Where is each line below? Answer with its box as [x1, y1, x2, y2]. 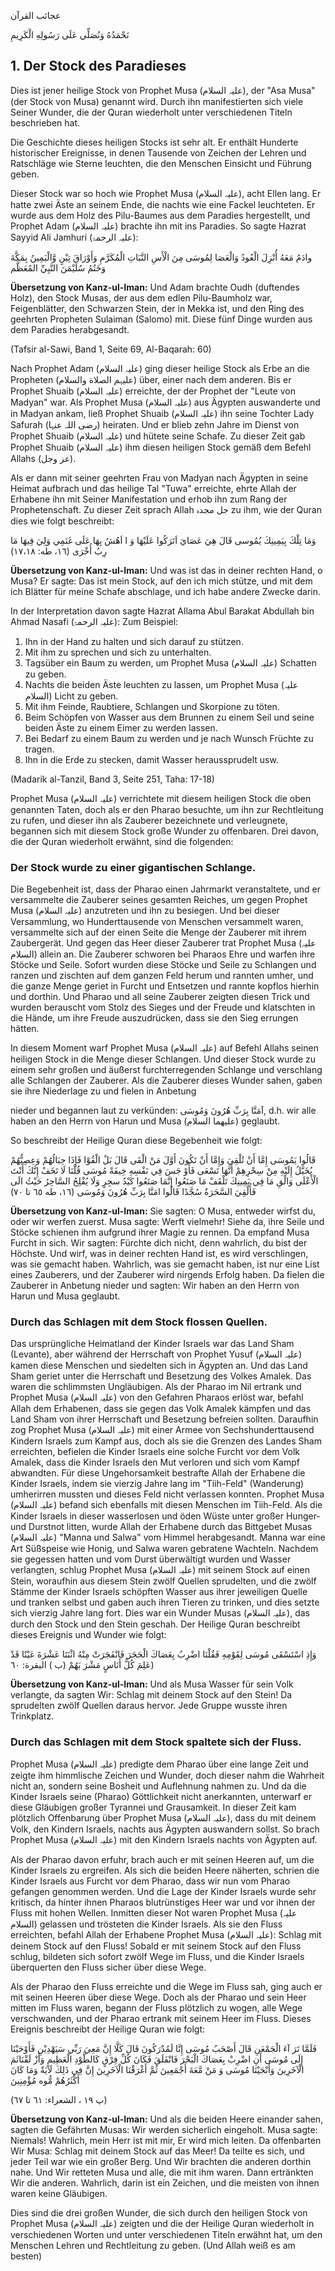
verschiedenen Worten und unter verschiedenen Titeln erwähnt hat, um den [10, 2228, 323, 2240]
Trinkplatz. [10, 1710, 55, 1722]
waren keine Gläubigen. [10, 2187, 108, 2199]
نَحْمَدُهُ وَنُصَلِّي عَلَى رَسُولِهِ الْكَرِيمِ [10, 29, 130, 40]
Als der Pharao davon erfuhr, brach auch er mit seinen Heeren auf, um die [10, 1853, 315, 1865]
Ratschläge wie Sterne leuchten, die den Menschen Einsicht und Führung [10, 157, 312, 169]
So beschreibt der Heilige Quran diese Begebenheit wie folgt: [10, 1135, 263, 1147]
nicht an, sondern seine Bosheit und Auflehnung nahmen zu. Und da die [10, 1780, 307, 1792]
